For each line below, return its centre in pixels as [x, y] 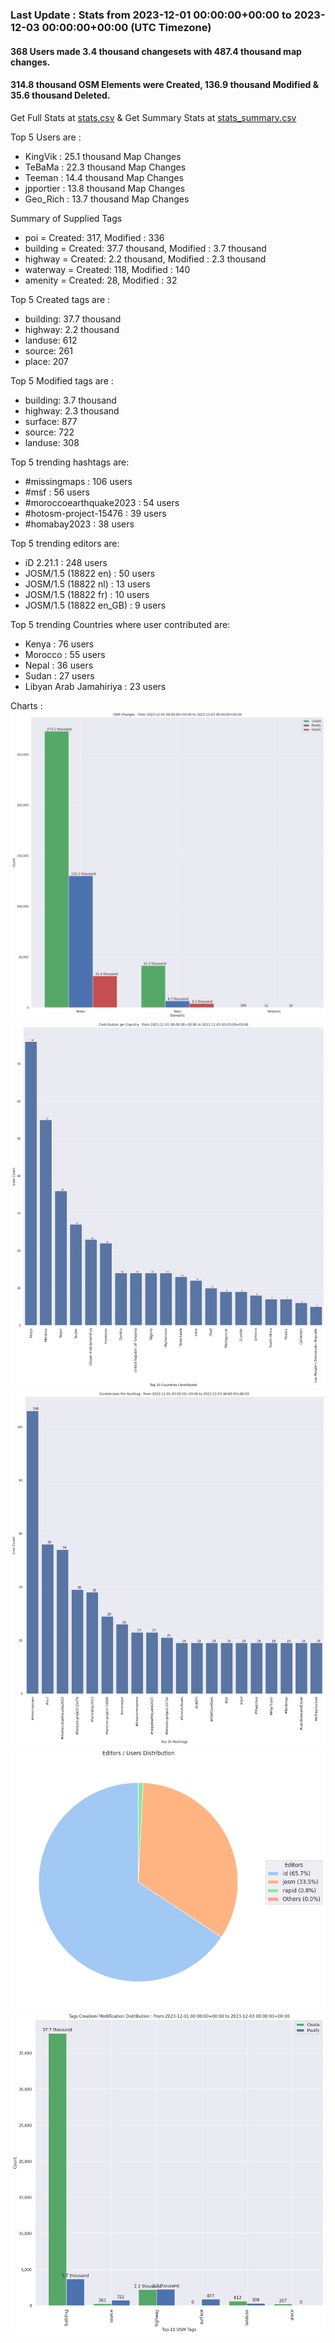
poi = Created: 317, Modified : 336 [94, 237]
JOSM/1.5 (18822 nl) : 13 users [87, 584]
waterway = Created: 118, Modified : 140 [107, 269]
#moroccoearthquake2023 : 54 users [102, 502]
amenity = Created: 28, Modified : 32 [101, 280]
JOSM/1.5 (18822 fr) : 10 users [87, 594]
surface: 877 [51, 421]
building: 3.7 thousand [70, 400]
